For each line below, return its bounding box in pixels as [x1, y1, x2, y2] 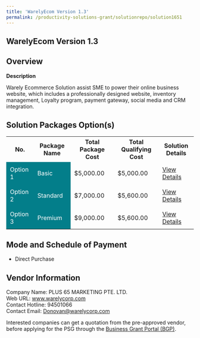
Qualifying [121, 145, 152, 154]
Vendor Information [6, 273, 80, 283]
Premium [37, 214, 62, 222]
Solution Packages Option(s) [6, 120, 115, 130]
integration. [6, 102, 35, 110]
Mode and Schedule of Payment [6, 239, 127, 250]
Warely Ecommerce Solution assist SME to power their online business [6, 84, 179, 91]
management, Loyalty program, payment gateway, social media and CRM [6, 96, 186, 104]
